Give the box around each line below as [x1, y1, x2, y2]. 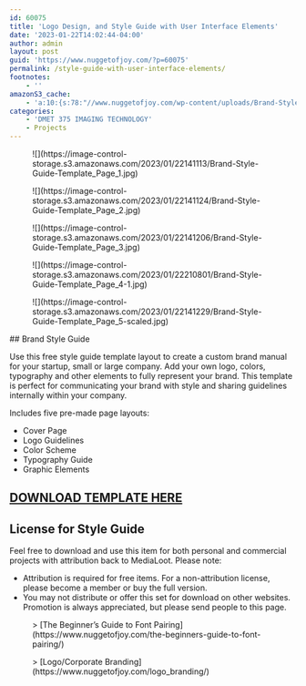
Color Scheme [22, 445, 77, 456]
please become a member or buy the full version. [22, 582, 208, 593]
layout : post [9, 47, 59, 56]
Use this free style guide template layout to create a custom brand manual [9, 352, 288, 362]
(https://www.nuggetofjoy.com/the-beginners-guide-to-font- [32, 630, 261, 640]
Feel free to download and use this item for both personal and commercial [9, 546, 287, 557]
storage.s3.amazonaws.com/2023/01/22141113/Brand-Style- [32, 159, 260, 169]
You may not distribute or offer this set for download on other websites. [22, 592, 291, 603]
